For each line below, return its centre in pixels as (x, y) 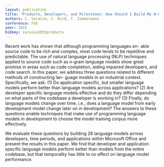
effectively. (16, 124)
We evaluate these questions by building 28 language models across (74, 133)
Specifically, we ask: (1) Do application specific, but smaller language (74, 83)
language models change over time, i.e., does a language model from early (80, 103)
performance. (19, 159)
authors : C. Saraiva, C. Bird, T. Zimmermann (52, 19)
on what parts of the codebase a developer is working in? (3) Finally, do (77, 98)
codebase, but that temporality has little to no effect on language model (77, 154)
